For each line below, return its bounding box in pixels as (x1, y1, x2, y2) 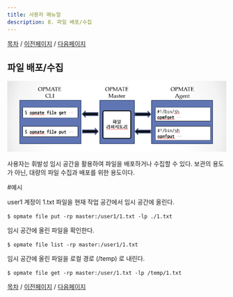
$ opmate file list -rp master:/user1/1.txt (7, 241, 138, 248)
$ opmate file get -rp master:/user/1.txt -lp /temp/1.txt (7, 270, 182, 277)
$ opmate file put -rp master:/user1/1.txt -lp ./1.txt (7, 213, 172, 220)
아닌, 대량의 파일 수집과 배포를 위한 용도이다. (14, 168, 136, 177)
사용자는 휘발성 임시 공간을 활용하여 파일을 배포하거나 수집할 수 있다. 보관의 (7, 160, 211, 168)
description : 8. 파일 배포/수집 (7, 18, 93, 26)
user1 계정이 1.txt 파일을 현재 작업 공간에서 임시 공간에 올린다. (7, 198, 175, 207)
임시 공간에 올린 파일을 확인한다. (7, 226, 95, 234)
